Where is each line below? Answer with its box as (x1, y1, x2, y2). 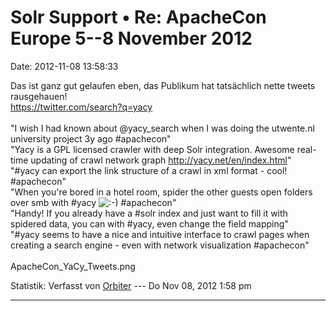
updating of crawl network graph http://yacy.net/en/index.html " (30, 154, 292, 166)
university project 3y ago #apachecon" (10, 132, 172, 145)
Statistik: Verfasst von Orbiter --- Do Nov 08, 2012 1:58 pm (10, 279, 252, 291)
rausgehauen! (10, 90, 68, 102)
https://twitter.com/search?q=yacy (10, 101, 153, 113)
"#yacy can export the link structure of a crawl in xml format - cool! (10, 164, 288, 176)
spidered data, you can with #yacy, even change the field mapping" (10, 217, 289, 230)
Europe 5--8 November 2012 (10, 27, 253, 50)
